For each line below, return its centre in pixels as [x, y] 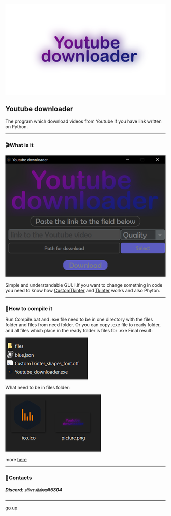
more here [16, 460]
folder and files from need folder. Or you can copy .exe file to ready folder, [83, 325]
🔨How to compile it [29, 308]
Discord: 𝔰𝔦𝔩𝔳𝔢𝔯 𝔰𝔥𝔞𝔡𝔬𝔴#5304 [34, 490]
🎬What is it [19, 145]
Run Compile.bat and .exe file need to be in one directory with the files [79, 320]
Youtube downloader [39, 109]
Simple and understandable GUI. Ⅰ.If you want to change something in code [84, 285]
